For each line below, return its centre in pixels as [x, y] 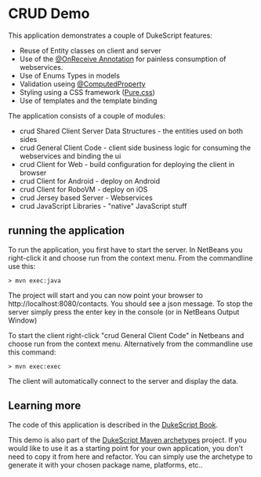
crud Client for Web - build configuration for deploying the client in [127, 164]
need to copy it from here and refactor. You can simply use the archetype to [130, 457]
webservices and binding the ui [70, 156]
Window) [23, 320]
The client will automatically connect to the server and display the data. [123, 381]
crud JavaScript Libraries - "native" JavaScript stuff [103, 206]
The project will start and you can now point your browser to [106, 295]
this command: [32, 352]
